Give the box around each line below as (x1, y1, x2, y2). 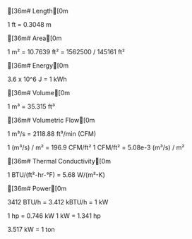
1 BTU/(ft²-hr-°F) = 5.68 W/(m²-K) (7, 171, 106, 179)
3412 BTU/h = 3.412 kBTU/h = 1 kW (7, 198, 109, 206)
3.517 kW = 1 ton (7, 226, 55, 233)
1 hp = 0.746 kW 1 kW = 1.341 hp (7, 212, 101, 220)
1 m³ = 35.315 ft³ (7, 102, 55, 111)
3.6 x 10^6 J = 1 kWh (7, 75, 67, 83)
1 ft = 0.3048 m (7, 20, 52, 28)
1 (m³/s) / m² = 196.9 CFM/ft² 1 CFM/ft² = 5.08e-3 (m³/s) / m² (7, 143, 185, 152)
